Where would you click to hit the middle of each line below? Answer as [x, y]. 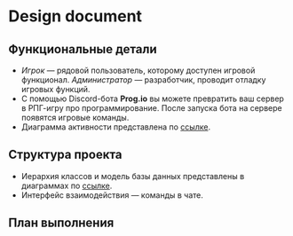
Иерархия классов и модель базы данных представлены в [133, 176]
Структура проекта [65, 155]
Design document [75, 16]
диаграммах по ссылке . [67, 185]
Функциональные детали [83, 49]
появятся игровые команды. [75, 118]
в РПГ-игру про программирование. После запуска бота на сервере [151, 108]
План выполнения [61, 223]
